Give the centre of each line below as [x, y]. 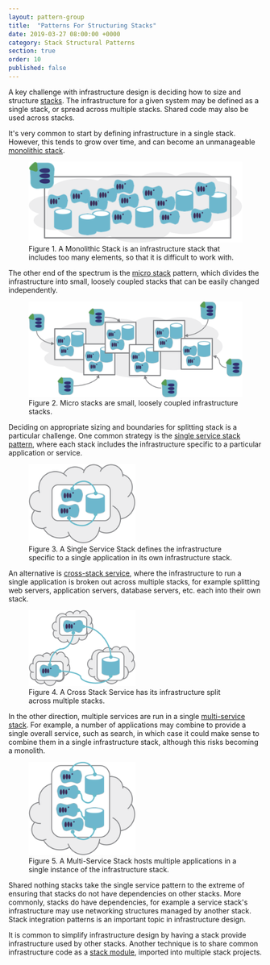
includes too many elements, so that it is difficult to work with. [131, 257]
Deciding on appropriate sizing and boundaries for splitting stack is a [123, 427]
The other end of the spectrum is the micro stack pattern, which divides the [134, 273]
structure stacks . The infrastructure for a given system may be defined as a [134, 100]
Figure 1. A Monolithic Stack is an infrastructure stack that [124, 249]
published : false [37, 69]
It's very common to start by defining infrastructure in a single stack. [122, 133]
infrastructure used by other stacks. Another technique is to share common [133, 944]
